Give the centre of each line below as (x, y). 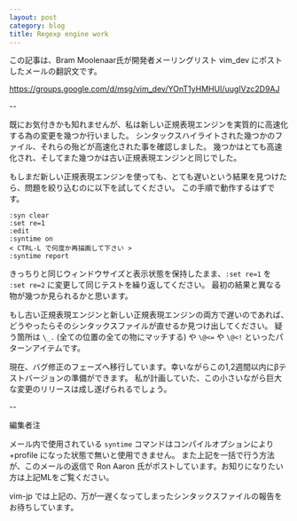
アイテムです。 (59, 348)
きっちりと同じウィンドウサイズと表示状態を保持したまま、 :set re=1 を (141, 274)
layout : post (33, 17)
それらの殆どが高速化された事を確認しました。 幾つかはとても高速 (161, 146)
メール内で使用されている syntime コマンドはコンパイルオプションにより (142, 444)
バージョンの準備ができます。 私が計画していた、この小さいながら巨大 (153, 378)
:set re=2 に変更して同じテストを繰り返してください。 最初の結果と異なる (145, 285)
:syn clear (29, 216)
